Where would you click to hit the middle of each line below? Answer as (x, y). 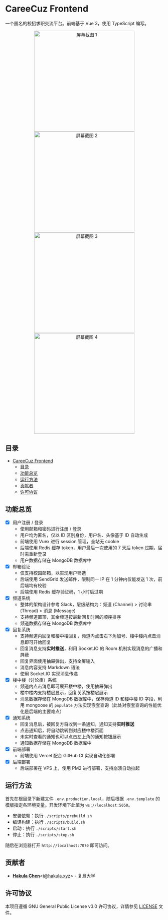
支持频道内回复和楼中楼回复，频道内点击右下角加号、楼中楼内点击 (88, 636)
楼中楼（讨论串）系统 (34, 680)
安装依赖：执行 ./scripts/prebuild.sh (52, 815)
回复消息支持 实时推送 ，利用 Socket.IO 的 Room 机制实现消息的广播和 (91, 648)
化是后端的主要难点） (42, 711)
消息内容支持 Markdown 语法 (50, 667)
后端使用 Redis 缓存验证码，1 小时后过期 (61, 592)
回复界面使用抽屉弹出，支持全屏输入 (57, 661)
